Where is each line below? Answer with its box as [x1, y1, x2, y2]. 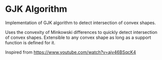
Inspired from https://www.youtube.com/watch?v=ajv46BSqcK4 [5, 49, 136, 55]
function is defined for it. [5, 39, 55, 45]
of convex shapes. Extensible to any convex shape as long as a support [5, 34, 151, 40]
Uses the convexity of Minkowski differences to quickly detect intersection [5, 29, 158, 35]
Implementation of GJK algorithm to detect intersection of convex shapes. [5, 20, 156, 26]
